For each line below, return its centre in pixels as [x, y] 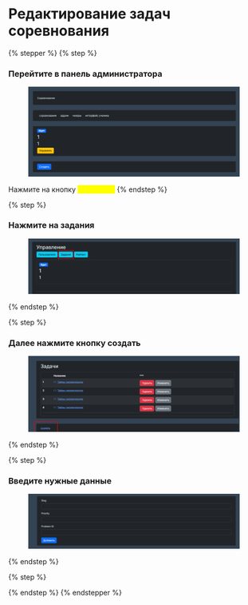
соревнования [59, 31]
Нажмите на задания [51, 225]
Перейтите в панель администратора [85, 74]
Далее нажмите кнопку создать [75, 343]
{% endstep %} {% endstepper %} [65, 593]
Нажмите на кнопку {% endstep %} [88, 189]
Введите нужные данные [60, 480]
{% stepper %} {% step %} [53, 53]
